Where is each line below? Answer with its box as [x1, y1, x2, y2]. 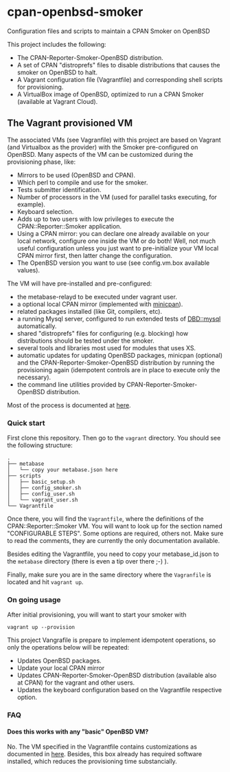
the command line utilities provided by [16, 380, 126, 389]
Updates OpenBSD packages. [16, 656, 102, 665]
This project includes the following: [7, 40, 106, 48]
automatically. [16, 321, 57, 330]
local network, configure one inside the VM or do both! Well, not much [16, 237, 216, 245]
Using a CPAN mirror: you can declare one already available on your [16, 229, 210, 237]
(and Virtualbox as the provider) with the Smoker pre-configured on [7, 142, 198, 151]
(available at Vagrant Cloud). [16, 97, 98, 105]
